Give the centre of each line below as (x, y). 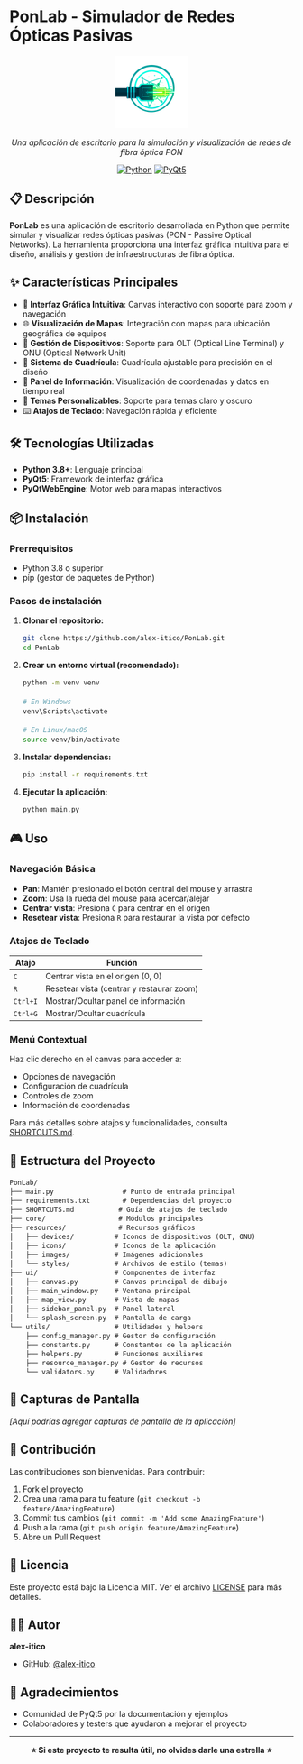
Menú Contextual (48, 1039)
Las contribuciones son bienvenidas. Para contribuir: (107, 1471)
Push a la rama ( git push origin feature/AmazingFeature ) (131, 1527)
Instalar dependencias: (67, 757)
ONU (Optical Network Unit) (74, 353)
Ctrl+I (25, 1002)
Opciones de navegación (69, 1077)
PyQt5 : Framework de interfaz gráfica (93, 479)
